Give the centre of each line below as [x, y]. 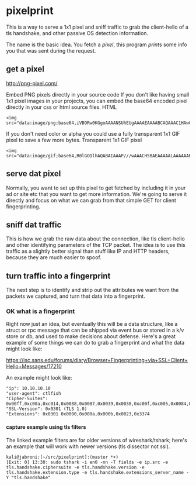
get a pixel [25, 69]
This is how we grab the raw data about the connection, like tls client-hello [95, 239]
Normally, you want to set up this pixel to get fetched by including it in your [96, 188]
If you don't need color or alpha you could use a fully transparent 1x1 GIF [93, 133]
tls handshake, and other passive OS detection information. [77, 33]
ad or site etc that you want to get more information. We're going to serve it [97, 194]
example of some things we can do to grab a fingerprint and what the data [95, 343]
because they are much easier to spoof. [54, 257]
